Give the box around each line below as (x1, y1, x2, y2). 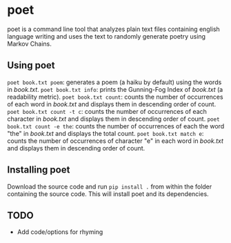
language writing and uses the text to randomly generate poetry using (7, 32, 205, 40)
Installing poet (7, 164, 70, 176)
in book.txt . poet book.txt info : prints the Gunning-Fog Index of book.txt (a (7, 85, 223, 93)
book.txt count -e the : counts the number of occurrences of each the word (7, 121, 225, 130)
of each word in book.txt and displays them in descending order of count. (7, 99, 217, 108)
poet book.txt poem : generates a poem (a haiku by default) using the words (7, 78, 222, 86)
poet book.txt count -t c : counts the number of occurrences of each (7, 107, 207, 115)
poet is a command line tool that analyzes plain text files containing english (7, 25, 221, 33)
